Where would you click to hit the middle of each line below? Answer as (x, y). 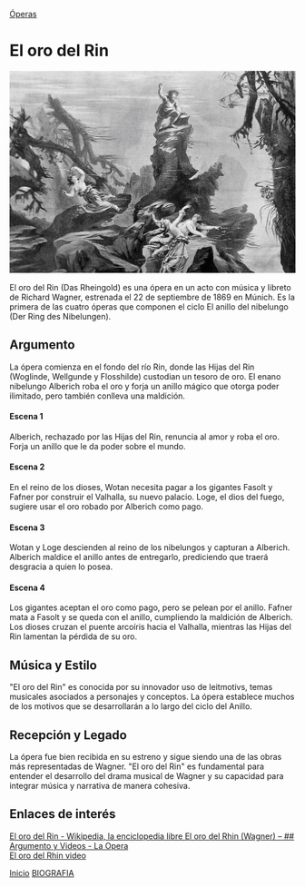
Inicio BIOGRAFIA (42, 872)
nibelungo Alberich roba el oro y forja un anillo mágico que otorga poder (144, 386)
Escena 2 (27, 467)
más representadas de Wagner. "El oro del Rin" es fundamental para (137, 766)
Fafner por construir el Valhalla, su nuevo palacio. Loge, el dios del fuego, (147, 497)
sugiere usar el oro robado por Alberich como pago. (107, 507)
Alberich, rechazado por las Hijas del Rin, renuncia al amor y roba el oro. (144, 437)
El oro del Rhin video (48, 855)
